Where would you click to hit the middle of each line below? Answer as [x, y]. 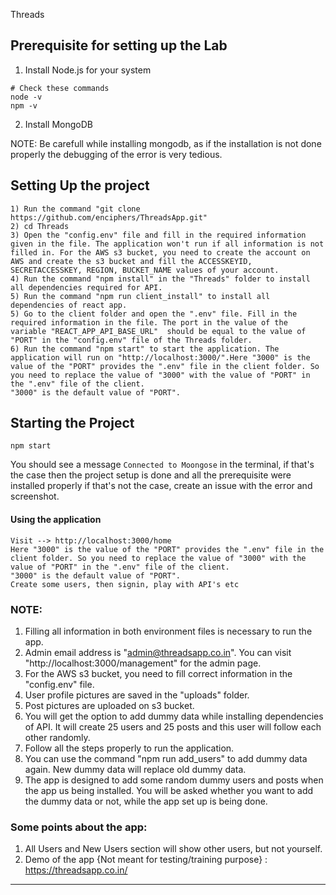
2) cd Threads [40, 226]
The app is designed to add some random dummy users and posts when [174, 780]
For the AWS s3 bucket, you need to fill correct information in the [158, 673]
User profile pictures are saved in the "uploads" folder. [137, 695]
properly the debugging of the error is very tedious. [116, 154]
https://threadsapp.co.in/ [76, 870]
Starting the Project [72, 423]
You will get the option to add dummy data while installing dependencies [174, 716]
